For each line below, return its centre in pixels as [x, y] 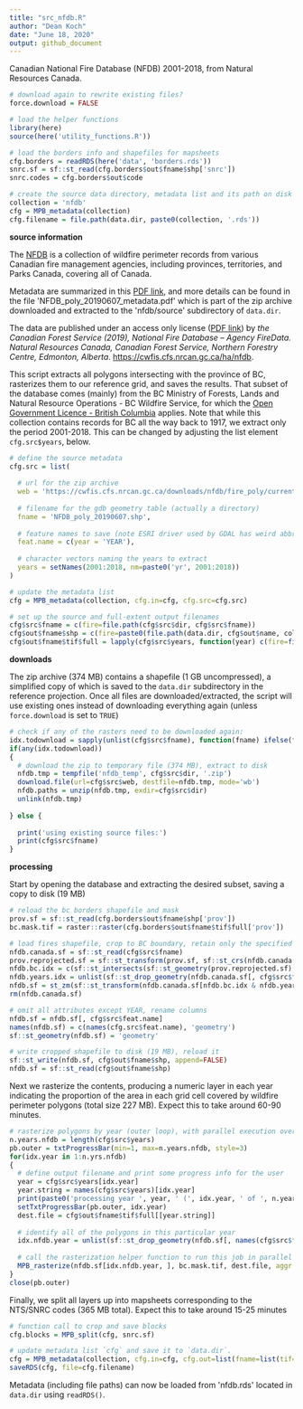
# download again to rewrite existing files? [96, 95]
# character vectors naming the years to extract [112, 559]
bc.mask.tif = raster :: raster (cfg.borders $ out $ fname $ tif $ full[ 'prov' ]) [147, 927]
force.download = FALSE [54, 104]
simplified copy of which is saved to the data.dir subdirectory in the [137, 686]
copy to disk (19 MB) [47, 894]
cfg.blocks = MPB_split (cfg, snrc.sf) [82, 1335]
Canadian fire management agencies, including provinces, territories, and [146, 264]
